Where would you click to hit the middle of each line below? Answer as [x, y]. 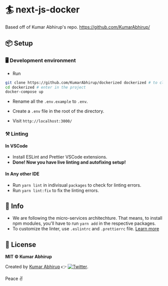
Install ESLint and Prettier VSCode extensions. [60, 157]
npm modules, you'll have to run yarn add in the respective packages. [84, 223]
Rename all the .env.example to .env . [50, 101]
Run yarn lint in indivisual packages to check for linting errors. [77, 185]
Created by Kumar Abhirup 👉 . [47, 267]
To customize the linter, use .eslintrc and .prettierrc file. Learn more [86, 229]
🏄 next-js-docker [42, 10]
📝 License [21, 245]
